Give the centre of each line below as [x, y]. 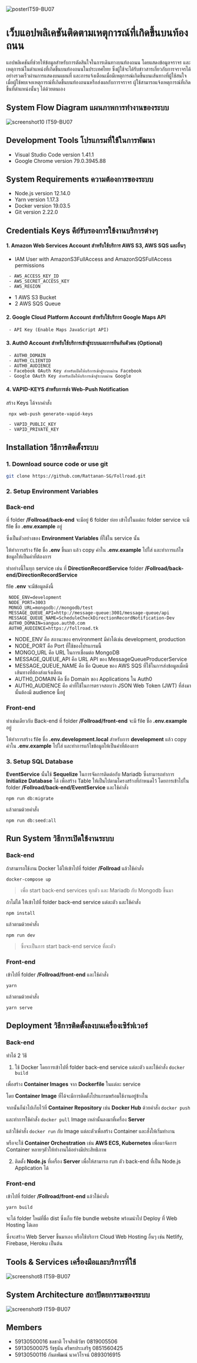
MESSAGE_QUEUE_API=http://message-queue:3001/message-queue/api [89, 613]
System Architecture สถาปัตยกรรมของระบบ [78, 1295]
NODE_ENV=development [35, 598]
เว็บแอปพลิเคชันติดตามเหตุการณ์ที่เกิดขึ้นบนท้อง [97, 33]
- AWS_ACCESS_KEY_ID [34, 276]
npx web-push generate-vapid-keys [51, 414]
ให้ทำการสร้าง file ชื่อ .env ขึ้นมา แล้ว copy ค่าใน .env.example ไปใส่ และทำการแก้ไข [95, 550]
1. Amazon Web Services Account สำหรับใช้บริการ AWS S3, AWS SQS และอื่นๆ [96, 246]
